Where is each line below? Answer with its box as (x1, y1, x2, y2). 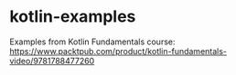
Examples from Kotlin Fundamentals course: (9, 36, 176, 47)
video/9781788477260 (9, 55, 95, 66)
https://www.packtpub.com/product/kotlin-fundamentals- (9, 45, 227, 56)
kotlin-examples (9, 6, 136, 27)
